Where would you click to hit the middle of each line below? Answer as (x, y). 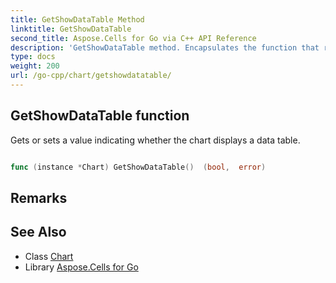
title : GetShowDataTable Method (77, 19)
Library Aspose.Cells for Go (81, 267)
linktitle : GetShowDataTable (71, 29)
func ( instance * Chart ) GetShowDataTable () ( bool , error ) (138, 167)
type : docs (33, 57)
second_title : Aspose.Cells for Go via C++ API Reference (133, 38)
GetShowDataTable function (100, 116)
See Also (38, 232)
